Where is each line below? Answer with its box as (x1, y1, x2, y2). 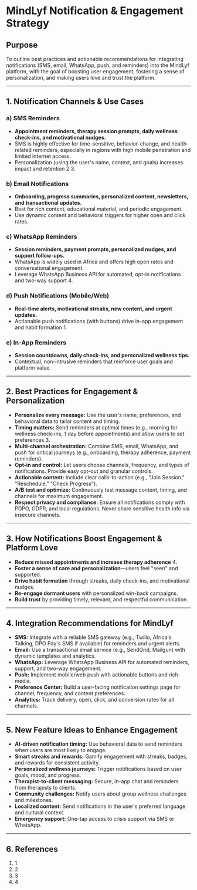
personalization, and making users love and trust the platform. (6, 75, 156, 81)
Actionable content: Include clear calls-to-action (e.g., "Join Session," (14, 473, 185, 480)
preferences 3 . (14, 436, 50, 444)
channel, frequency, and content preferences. (14, 690, 126, 697)
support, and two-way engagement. (14, 665, 102, 672)
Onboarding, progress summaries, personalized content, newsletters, (14, 192, 189, 200)
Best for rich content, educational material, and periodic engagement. (14, 205, 183, 212)
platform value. (14, 364, 52, 371)
